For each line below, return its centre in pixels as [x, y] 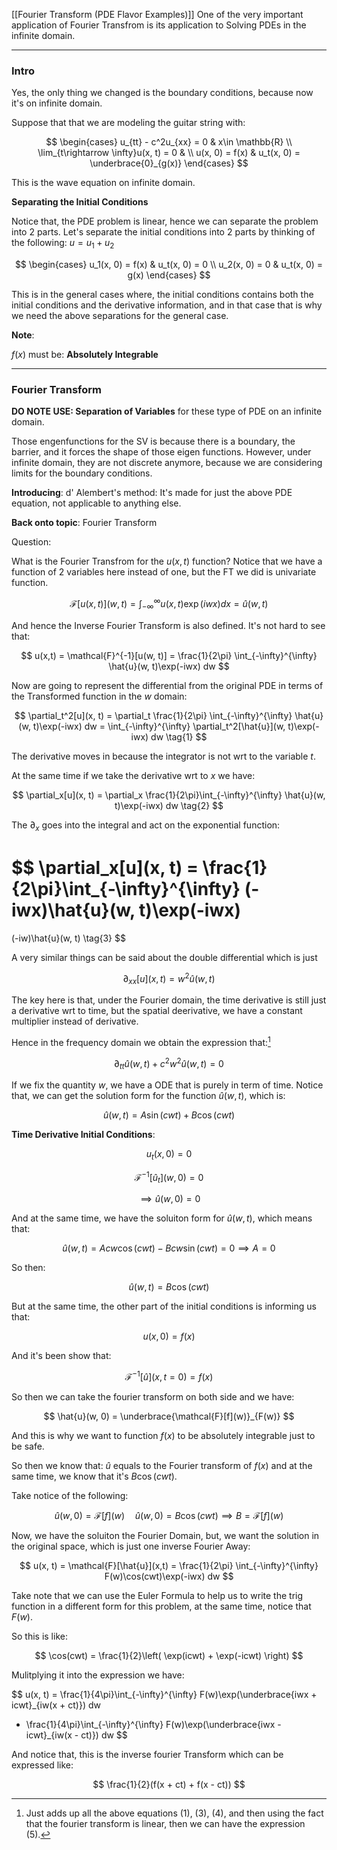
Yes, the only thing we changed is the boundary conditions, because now [162, 93]
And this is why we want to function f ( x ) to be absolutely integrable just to [163, 1436]
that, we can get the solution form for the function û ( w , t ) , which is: [148, 1096]
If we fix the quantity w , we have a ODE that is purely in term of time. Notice [167, 1085]
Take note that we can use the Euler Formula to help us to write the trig [157, 1596]
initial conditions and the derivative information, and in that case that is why [167, 305]
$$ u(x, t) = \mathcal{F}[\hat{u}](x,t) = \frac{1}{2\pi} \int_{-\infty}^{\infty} [169, 1566]
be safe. [28, 1446]
